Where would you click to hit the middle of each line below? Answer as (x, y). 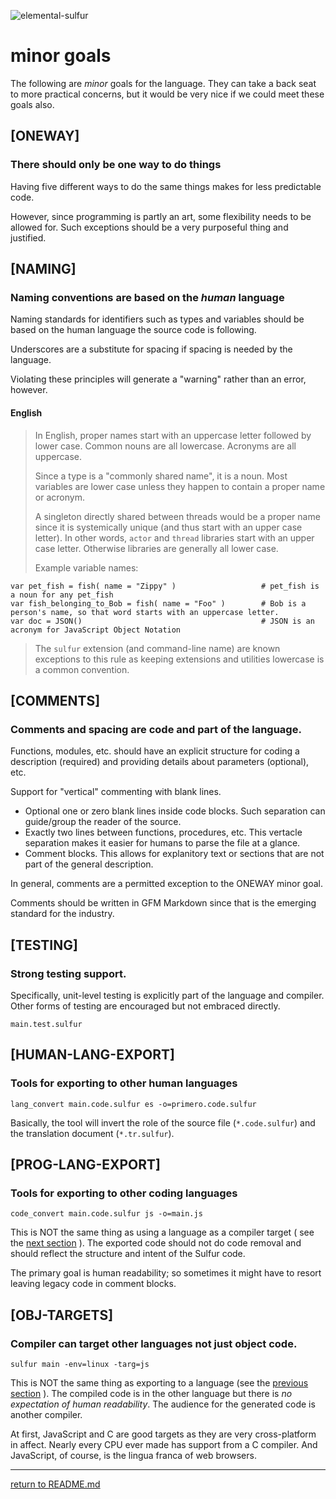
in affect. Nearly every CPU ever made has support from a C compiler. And (164, 1444)
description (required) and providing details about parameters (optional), (160, 762)
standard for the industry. (62, 914)
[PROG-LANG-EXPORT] (85, 1164)
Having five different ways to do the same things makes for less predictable (166, 186)
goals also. (32, 104)
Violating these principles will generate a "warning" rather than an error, (158, 379)
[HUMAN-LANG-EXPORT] (92, 1055)
